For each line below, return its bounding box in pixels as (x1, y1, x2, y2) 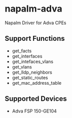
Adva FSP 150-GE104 (12, 108, 57, 114)
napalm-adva (5, 3, 63, 15)
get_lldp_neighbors (12, 69, 53, 75)
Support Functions (5, 34, 65, 43)
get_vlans (12, 64, 32, 70)
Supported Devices (5, 94, 67, 103)
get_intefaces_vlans (12, 58, 54, 65)
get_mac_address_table (12, 80, 62, 86)
